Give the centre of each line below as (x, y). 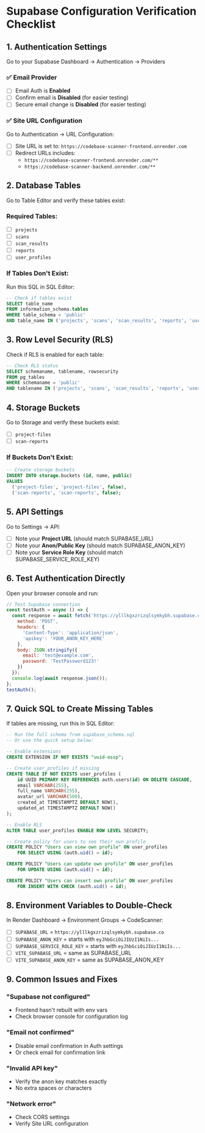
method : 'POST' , (38, 622)
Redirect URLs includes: (45, 153)
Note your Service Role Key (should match (69, 552)
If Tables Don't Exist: (38, 274)
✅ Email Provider (32, 77)
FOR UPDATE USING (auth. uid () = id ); (65, 870)
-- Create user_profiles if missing (53, 768)
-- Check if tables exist (39, 298)
